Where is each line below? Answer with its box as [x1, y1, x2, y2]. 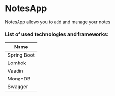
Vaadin [7, 67, 23, 74]
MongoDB [7, 76, 31, 82]
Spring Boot [7, 52, 35, 59]
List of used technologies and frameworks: [5, 31, 109, 38]
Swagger [7, 83, 28, 90]
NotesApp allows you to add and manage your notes [5, 19, 111, 25]
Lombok [7, 60, 26, 66]
